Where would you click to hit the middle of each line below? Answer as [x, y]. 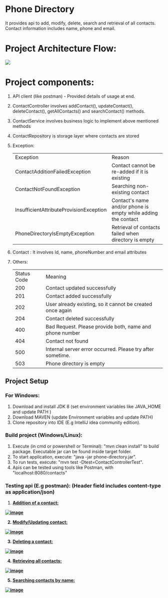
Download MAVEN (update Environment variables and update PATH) [83, 417]
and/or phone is [130, 206]
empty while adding [135, 212]
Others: [20, 261]
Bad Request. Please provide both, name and [98, 326]
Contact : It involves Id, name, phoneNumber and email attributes [79, 252]
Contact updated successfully [81, 287]
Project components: [50, 82]
